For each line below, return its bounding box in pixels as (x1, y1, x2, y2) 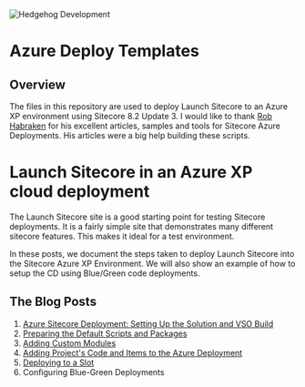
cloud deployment (9, 181, 150, 202)
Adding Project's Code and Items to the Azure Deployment (22, 347, 243, 358)
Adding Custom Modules (22, 337, 117, 349)
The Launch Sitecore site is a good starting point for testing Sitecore (9, 211, 266, 222)
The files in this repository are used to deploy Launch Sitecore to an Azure (9, 101, 289, 112)
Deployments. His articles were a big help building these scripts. (9, 130, 250, 140)
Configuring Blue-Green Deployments (22, 366, 165, 377)
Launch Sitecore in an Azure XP (9, 162, 253, 183)
